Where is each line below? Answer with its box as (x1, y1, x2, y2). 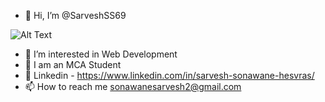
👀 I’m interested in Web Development (24, 48, 178, 60)
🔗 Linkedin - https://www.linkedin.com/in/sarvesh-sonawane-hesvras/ (24, 70, 315, 81)
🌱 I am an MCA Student (24, 59, 122, 70)
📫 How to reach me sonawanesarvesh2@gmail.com (24, 81, 242, 92)
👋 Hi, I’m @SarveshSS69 (24, 10, 127, 21)
